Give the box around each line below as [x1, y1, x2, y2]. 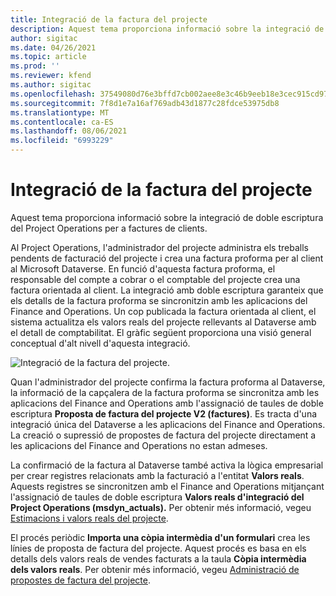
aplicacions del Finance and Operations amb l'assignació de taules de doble [10, 397, 324, 409]
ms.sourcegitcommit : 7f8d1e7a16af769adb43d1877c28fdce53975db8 [10, 98, 280, 108]
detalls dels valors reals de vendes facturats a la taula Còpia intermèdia [10, 552, 307, 565]
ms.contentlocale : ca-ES [10, 117, 114, 127]
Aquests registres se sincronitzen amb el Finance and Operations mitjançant [10, 480, 325, 492]
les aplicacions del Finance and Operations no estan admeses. [10, 439, 268, 451]
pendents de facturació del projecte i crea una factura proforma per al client [10, 252, 324, 264]
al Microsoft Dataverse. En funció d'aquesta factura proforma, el [10, 262, 276, 275]
